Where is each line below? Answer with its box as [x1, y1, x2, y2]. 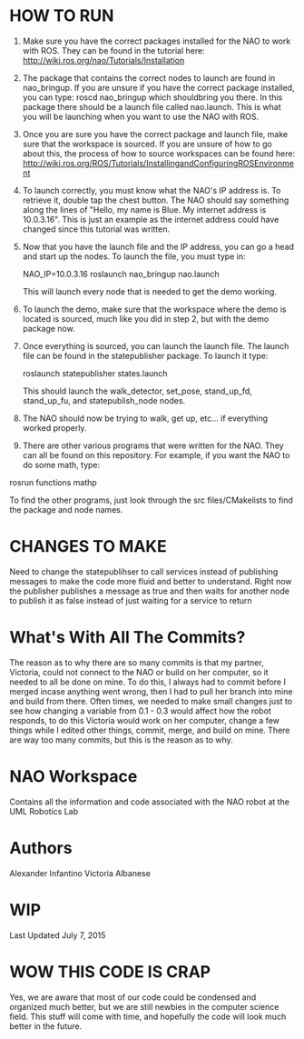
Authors [9, 837, 73, 858]
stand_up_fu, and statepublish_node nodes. [22, 395, 186, 405]
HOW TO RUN [9, 5, 114, 26]
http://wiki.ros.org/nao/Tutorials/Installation [22, 55, 185, 65]
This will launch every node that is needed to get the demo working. [22, 285, 277, 296]
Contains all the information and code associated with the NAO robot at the [9, 796, 290, 807]
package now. [22, 323, 75, 334]
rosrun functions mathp [9, 476, 97, 487]
